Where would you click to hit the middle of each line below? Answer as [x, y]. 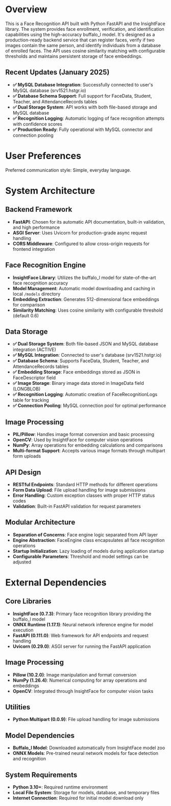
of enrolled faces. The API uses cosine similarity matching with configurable [85, 51]
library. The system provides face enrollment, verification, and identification [85, 29]
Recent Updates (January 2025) [57, 72]
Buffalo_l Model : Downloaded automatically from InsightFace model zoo [89, 748]
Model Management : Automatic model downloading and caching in [84, 288]
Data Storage [27, 331]
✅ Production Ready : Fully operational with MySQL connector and [82, 129]
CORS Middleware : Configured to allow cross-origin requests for [81, 244]
